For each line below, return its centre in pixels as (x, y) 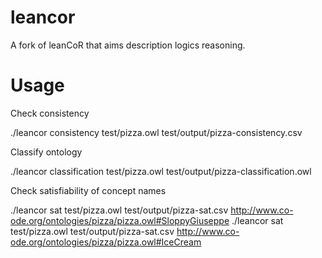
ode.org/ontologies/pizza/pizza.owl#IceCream (106, 242)
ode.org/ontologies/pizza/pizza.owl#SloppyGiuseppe (120, 220)
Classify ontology (46, 152)
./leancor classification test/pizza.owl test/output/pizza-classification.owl (161, 171)
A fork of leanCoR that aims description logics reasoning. (128, 45)
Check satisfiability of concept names (88, 190)
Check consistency (50, 113)
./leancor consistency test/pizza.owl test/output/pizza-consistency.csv (156, 132)
